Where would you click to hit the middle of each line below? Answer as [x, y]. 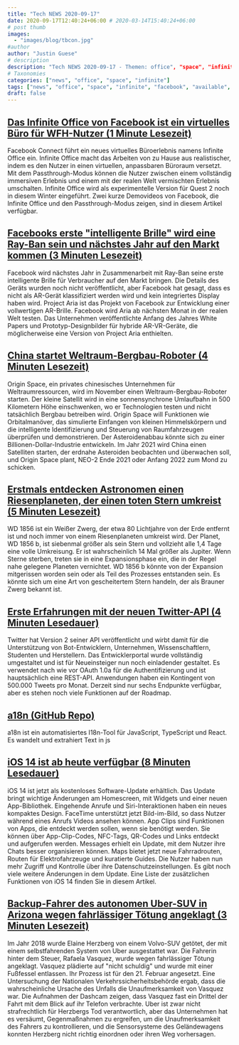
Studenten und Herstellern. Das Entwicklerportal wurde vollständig [105, 655]
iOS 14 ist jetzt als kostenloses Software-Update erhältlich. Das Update [111, 790]
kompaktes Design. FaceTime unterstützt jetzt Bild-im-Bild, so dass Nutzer [117, 813]
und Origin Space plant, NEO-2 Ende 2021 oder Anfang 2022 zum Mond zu [117, 459]
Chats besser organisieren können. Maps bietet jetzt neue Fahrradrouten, [115, 851]
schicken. [21, 467]
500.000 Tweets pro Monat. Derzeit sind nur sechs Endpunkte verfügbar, [115, 686]
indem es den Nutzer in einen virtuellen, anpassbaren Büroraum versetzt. [115, 165]
